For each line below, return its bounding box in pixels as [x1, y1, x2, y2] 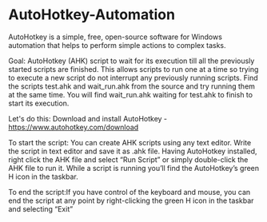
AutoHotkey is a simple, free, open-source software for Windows [8, 32, 222, 42]
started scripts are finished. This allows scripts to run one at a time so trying [8, 64, 259, 73]
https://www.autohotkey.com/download [8, 122, 139, 132]
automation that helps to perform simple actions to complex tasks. [8, 40, 226, 50]
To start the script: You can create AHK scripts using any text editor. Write [8, 137, 252, 147]
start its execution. [8, 98, 70, 108]
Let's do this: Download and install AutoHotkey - [8, 113, 168, 123]
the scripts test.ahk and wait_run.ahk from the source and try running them [8, 81, 256, 91]
